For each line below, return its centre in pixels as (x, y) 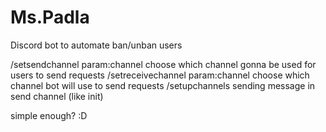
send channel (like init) (57, 96)
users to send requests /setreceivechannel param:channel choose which (160, 75)
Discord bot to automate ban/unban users (96, 45)
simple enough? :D (49, 115)
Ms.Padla (50, 17)
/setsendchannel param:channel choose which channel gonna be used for (163, 64)
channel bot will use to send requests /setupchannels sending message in (163, 85)
